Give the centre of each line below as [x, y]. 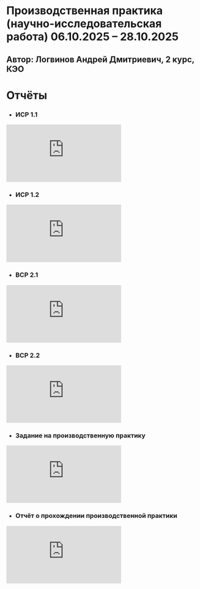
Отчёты [27, 95]
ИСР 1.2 [27, 194]
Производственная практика [85, 11]
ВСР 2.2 [28, 355]
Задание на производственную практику [80, 435]
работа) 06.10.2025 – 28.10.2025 [93, 37]
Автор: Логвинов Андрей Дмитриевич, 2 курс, [100, 59]
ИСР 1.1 [26, 114]
